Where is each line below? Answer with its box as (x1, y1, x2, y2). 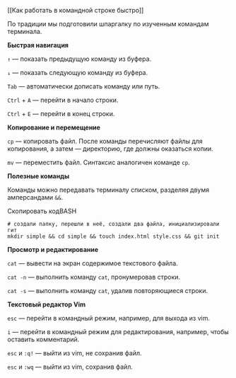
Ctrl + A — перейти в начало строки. (7, 96, 119, 104)
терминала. (7, 28, 42, 35)
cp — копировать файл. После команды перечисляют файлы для (7, 137, 203, 145)
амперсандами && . (7, 193, 64, 201)
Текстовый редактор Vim (7, 300, 86, 309)
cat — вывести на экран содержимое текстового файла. (7, 259, 178, 268)
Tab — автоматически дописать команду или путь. (7, 82, 160, 91)
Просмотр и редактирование (7, 246, 99, 253)
